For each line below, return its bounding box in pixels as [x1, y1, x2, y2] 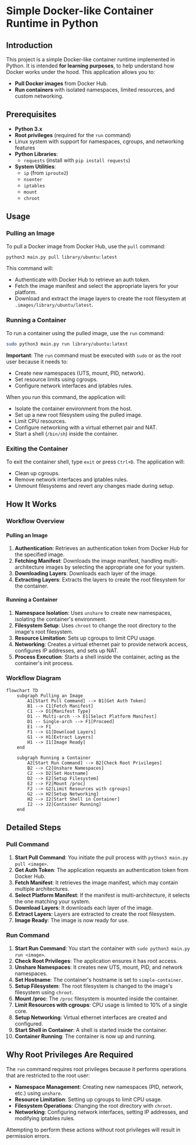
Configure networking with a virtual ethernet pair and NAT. [14, 424, 158, 431]
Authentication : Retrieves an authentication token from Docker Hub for [14, 545, 189, 552]
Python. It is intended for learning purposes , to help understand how [6, 62, 174, 69]
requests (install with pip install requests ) [23, 157, 131, 164]
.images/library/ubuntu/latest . [14, 301, 93, 309]
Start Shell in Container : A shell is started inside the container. [14, 1026, 168, 1033]
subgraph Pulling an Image [17, 693, 83, 699]
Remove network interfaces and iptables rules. [14, 476, 128, 483]
